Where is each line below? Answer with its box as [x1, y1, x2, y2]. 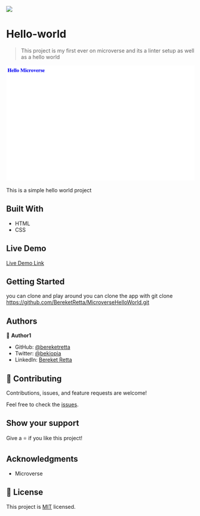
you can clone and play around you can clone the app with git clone [6, 293, 173, 300]
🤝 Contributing [6, 373, 62, 383]
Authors [6, 316, 38, 326]
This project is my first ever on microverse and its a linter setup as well [20, 47, 195, 54]
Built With [6, 204, 44, 214]
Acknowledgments [6, 454, 79, 464]
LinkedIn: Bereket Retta [14, 356, 73, 364]
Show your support [6, 418, 79, 428]
